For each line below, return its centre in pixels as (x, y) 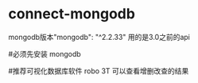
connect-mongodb (72, 14)
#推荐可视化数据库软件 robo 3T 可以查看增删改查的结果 (99, 71)
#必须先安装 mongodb (45, 53)
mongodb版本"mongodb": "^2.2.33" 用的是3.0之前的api (99, 37)
